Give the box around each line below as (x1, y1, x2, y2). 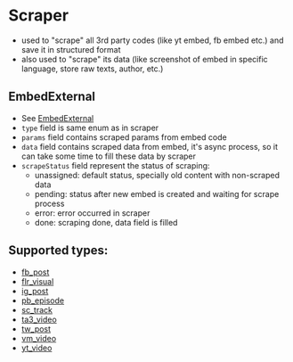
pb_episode (20, 295, 64, 306)
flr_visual (20, 276, 54, 286)
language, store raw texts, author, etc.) (20, 63, 164, 74)
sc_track (20, 304, 53, 315)
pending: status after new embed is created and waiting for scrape (34, 188, 280, 199)
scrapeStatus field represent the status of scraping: (20, 160, 210, 170)
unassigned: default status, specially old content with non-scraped (34, 169, 281, 180)
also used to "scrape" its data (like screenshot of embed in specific (20, 53, 268, 64)
